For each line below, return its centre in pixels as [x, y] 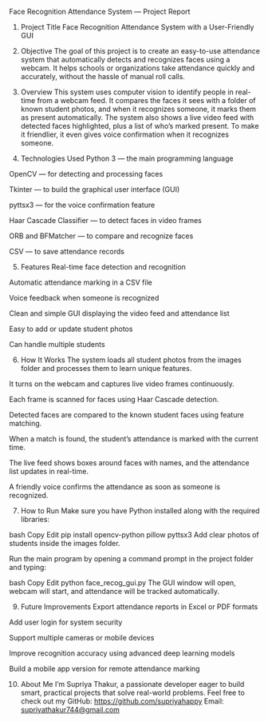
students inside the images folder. [65, 543]
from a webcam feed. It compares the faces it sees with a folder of [146, 100]
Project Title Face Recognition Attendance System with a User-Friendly [137, 27]
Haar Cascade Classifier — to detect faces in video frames [106, 220]
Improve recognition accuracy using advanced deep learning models [122, 653]
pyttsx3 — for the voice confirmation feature [82, 205]
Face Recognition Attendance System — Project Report [100, 12]
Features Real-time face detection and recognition [103, 267]
